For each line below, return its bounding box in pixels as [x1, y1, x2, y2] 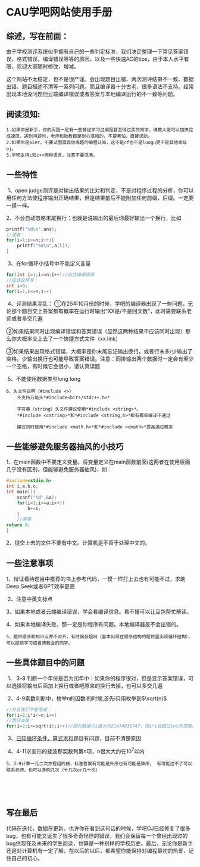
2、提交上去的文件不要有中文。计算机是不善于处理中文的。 [6, 539, 151, 546]
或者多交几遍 [11, 315, 43, 322]
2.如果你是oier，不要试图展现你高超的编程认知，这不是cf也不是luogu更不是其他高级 [6, 139, 187, 145]
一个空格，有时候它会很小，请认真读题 [6, 362, 100, 369]
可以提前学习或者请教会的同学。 [6, 640, 73, 646]
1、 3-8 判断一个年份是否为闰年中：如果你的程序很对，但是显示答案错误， [7, 675, 189, 682]
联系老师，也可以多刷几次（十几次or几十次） [6, 767, 101, 773]
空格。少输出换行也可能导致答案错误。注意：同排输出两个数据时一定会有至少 [6, 355, 194, 362]
